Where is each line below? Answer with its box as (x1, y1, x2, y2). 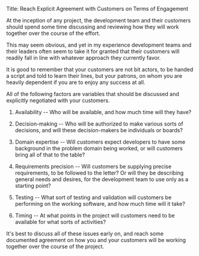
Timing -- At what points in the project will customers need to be (14, 212, 176, 219)
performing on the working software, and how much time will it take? (14, 200, 185, 207)
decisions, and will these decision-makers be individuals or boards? (14, 127, 183, 133)
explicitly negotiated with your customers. (6, 97, 110, 104)
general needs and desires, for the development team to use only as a (14, 176, 189, 183)
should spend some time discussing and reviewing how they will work (6, 24, 179, 30)
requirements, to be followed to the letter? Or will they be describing (14, 169, 184, 176)
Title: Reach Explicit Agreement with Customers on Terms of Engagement (6, 5, 188, 12)
